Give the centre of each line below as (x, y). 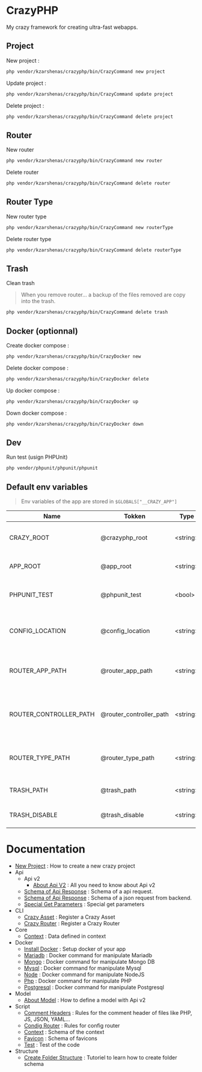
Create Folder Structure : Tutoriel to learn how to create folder (100, 1057)
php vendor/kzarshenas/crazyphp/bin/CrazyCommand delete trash (87, 312)
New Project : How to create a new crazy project (75, 866)
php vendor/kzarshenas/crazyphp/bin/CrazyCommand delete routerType (94, 250)
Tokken (135, 516)
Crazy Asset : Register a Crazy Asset (69, 917)
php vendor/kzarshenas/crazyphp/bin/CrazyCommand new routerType (90, 227)
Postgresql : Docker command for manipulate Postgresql (94, 987)
